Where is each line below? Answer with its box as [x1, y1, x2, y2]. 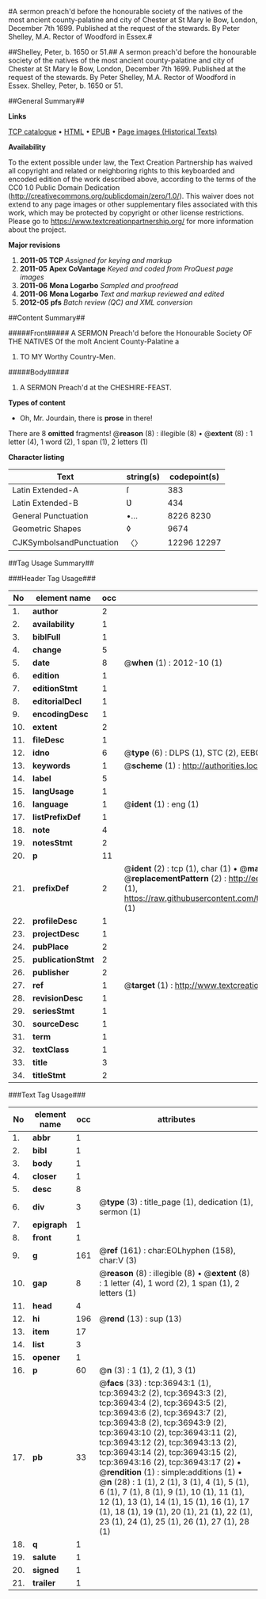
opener [32, 1352, 61, 1362]
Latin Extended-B [12, 498, 79, 508]
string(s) [126, 471, 161, 482]
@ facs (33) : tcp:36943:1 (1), [98, 1377, 211, 1388]
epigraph [32, 1219, 67, 1230]
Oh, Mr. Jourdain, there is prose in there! [19, 413, 153, 423]
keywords [32, 760, 71, 771]
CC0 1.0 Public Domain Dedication [8, 183, 120, 192]
